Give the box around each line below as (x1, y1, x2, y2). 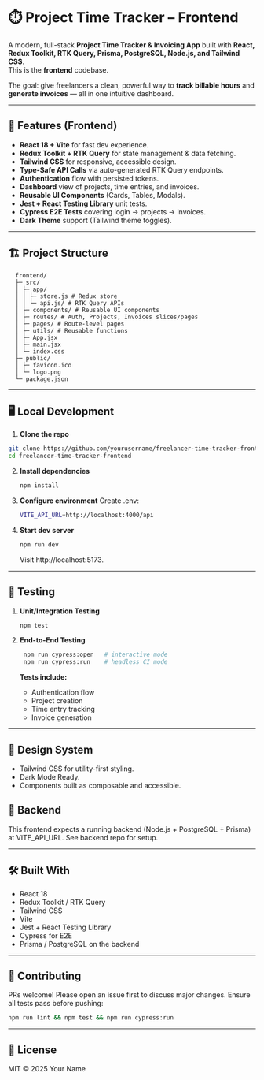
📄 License (8, 1043, 57, 1056)
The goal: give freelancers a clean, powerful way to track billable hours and (8, 80, 255, 90)
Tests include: (19, 672, 68, 682)
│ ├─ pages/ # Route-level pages (15, 319, 125, 328)
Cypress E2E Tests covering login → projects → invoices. (19, 207, 207, 216)
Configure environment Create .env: (19, 496, 140, 505)
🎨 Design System (8, 743, 93, 756)
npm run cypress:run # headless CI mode (23, 658, 168, 666)
